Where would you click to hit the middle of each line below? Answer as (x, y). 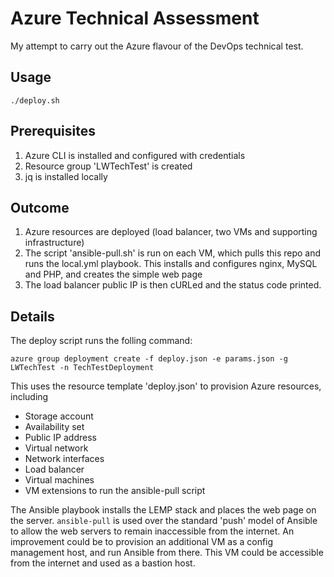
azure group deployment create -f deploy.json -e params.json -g (149, 359)
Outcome (40, 207)
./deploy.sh (35, 100)
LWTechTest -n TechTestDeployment (82, 368)
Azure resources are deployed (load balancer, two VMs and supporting (171, 232)
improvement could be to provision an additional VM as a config (142, 542)
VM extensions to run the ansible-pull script (115, 491)
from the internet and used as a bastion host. (103, 563)
